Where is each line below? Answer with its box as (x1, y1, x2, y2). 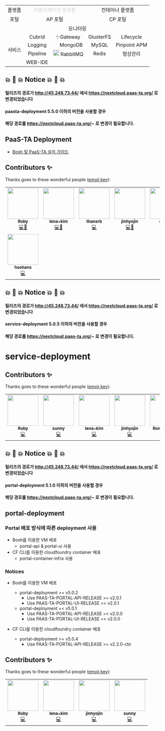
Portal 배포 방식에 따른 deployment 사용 (5, 525, 97, 532)
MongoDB (59, 41, 83, 48)
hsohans (14, 264, 32, 270)
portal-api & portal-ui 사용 (19, 543, 72, 549)
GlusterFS (88, 34, 111, 40)
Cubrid (29, 34, 45, 40)
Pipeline (27, 50, 47, 57)
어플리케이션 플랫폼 (33, 7, 76, 13)
